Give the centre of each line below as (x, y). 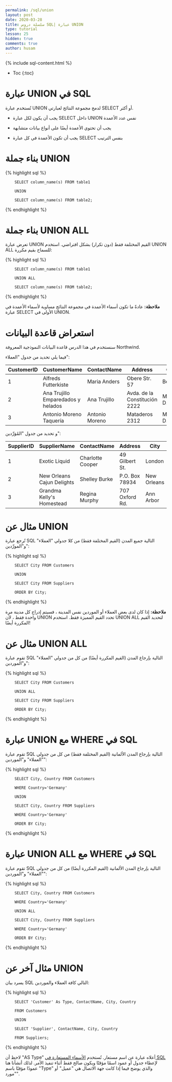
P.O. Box (130, 476)
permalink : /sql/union (29, 10)
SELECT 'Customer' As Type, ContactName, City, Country (76, 1002)
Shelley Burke (96, 479)
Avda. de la (140, 393)
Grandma (50, 491)
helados (52, 406)
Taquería (53, 421)
